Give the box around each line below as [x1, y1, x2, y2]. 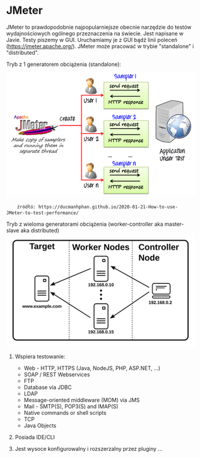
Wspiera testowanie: [14, 353, 66, 360]
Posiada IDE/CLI [14, 433, 55, 441]
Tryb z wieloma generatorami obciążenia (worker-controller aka [6, 220, 163, 228]
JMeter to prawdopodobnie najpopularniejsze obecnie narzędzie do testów [6, 23, 192, 31]
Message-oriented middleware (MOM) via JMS [23, 397, 140, 404]
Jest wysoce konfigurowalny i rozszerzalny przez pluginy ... [14, 445, 163, 453]
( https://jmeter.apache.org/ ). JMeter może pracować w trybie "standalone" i [6, 43, 194, 50]
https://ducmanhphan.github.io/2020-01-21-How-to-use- [38, 204, 178, 210]
